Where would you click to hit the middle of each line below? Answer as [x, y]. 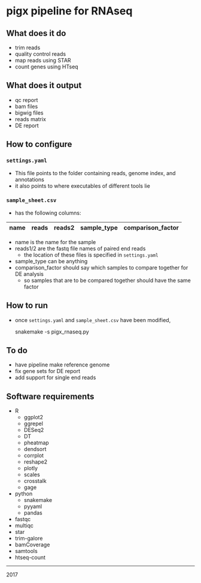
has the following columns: [48, 213]
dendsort [35, 449]
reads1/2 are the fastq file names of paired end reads [80, 248]
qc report [26, 100]
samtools [26, 551]
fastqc [23, 519]
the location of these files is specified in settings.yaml [91, 255]
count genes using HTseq [47, 67]
